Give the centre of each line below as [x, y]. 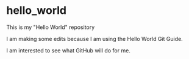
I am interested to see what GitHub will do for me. [69, 50]
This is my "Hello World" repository [51, 27]
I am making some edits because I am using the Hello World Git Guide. [94, 39]
